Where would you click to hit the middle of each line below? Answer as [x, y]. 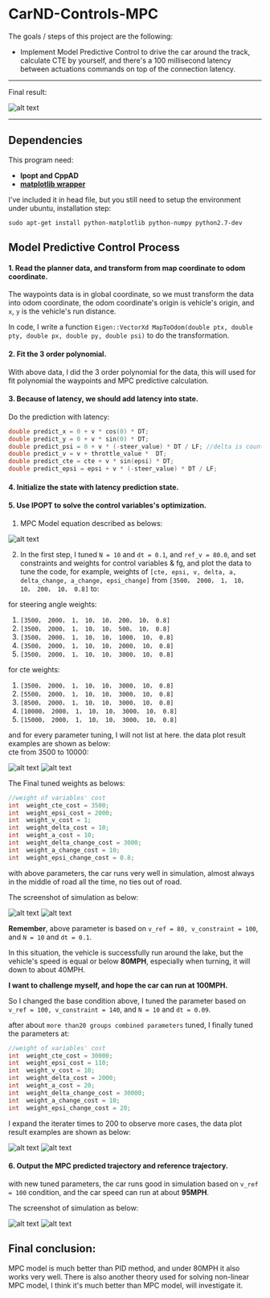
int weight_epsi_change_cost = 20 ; [70, 1108]
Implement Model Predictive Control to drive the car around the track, [135, 51]
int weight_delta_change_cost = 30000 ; [77, 1093]
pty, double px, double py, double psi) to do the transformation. [119, 335]
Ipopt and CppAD [49, 175]
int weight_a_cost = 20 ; [51, 1086]
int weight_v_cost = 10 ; [51, 1070]
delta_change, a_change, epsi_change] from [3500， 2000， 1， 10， [133, 580]
